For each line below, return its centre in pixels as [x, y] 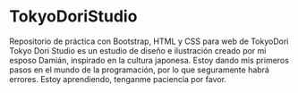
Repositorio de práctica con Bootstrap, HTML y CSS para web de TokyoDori [149, 41]
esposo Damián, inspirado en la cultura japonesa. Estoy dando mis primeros [149, 60]
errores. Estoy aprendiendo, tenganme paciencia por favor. [118, 79]
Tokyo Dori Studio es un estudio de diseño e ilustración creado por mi [138, 50]
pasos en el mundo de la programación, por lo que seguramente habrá [140, 70]
